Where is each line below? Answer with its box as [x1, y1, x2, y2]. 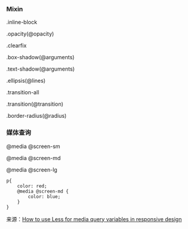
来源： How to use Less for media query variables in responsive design [6, 215, 183, 222]
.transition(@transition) [6, 100, 63, 108]
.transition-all [6, 89, 39, 96]
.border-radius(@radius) [6, 112, 67, 120]
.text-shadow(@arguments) [6, 65, 75, 73]
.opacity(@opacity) [6, 30, 54, 37]
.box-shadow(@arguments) [6, 54, 75, 61]
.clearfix [6, 42, 27, 50]
